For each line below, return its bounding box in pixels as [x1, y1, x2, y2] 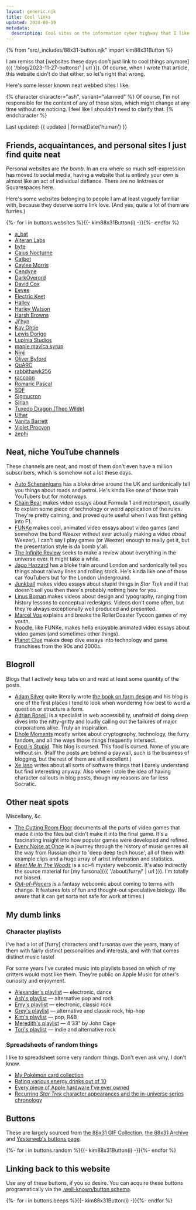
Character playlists [6, 927, 61, 936]
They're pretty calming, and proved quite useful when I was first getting [14, 512, 188, 519]
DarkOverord [14, 274, 46, 281]
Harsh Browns [14, 311, 49, 318]
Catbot [14, 255, 32, 262]
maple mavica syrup [14, 342, 64, 349]
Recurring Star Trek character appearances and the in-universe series [14, 1090, 184, 1097]
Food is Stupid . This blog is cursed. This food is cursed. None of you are [14, 742, 189, 749]
